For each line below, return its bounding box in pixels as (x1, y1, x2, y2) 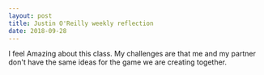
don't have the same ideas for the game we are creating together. (8, 57, 228, 67)
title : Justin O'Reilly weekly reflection (8, 19, 154, 27)
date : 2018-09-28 (8, 27, 67, 35)
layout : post (8, 11, 53, 20)
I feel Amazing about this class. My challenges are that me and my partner (8, 49, 257, 59)
